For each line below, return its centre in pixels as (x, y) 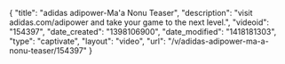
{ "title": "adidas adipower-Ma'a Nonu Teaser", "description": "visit (131, 13)
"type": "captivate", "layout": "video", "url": (87, 41)
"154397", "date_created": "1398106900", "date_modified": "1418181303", (143, 32)
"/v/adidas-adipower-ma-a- (218, 41)
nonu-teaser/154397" (48, 51)
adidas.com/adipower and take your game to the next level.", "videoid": (139, 22)
